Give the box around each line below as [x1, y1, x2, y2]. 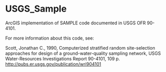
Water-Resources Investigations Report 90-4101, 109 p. [5, 55, 120, 61]
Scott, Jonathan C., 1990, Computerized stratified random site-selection [5, 45, 155, 51]
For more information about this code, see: [5, 35, 95, 41]
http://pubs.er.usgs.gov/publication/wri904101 [5, 61, 101, 67]
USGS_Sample [5, 3, 67, 15]
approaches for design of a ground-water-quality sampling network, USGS [5, 50, 161, 56]
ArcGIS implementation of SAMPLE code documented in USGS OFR [5, 20, 146, 26]
